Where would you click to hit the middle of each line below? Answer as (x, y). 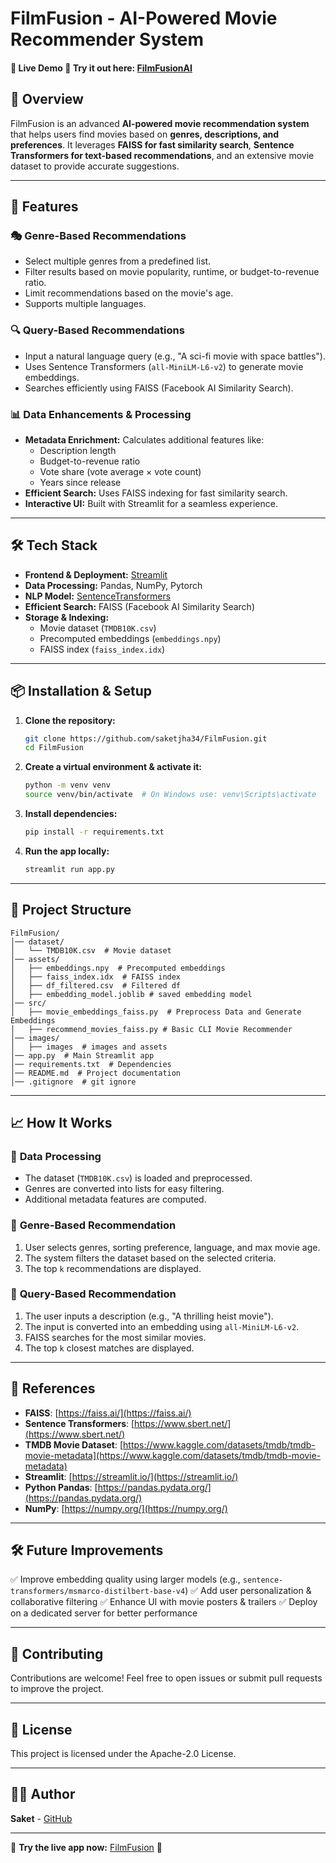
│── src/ (28, 1003)
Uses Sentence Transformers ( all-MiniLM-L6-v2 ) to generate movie (164, 366)
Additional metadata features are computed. (115, 1199)
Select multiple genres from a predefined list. (118, 261)
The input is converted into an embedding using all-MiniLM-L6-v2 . (162, 1326)
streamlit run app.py (69, 869)
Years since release (80, 482)
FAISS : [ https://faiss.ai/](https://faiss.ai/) (108, 1413)
